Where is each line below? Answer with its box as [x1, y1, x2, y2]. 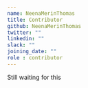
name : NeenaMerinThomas [7, 10, 76, 17]
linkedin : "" [7, 35, 45, 42]
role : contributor [7, 55, 63, 61]
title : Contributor [7, 16, 63, 23]
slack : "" [7, 42, 36, 48]
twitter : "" [7, 29, 41, 36]
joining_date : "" [7, 48, 57, 55]
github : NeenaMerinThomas [7, 23, 81, 29]
